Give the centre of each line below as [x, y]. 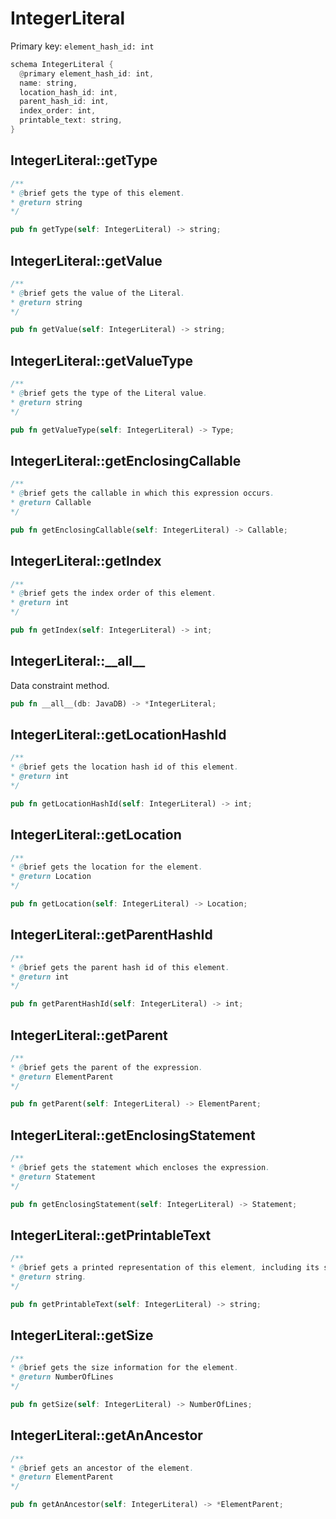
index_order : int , [58, 111]
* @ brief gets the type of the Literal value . [109, 393]
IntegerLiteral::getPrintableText [111, 1235]
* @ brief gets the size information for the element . [125, 1368]
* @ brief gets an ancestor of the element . [102, 1468]
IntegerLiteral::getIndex [86, 561]
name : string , [48, 83]
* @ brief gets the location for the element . [106, 867]
